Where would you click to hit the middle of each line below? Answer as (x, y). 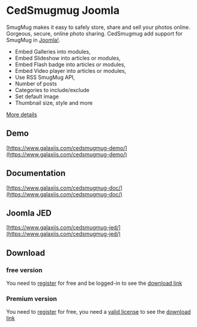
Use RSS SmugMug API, (45, 77)
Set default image (37, 96)
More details (22, 114)
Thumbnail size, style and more (54, 102)
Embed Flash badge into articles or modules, (70, 64)
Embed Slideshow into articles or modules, (68, 58)
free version (24, 270)
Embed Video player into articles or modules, (71, 70)
